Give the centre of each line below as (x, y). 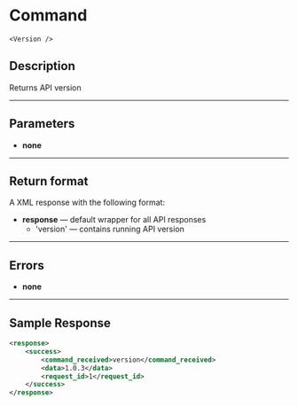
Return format (49, 181)
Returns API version (45, 87)
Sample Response (60, 323)
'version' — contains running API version (110, 229)
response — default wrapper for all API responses (114, 220)
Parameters (42, 124)
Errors (27, 265)
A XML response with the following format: (87, 203)
